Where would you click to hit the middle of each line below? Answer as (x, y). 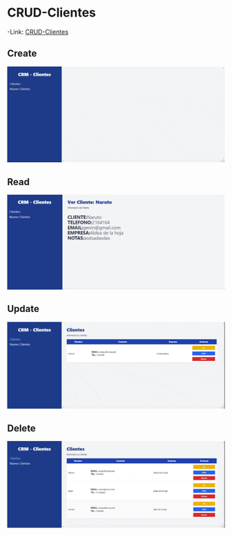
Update (23, 309)
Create (22, 53)
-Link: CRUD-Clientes (38, 32)
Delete (21, 428)
